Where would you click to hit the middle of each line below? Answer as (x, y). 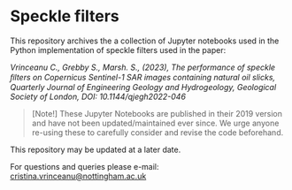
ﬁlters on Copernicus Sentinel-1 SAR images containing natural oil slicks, (143, 77)
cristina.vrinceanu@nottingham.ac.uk (78, 176)
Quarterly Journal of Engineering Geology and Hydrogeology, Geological (143, 87)
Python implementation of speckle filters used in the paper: (118, 49)
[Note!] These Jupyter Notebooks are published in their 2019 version (157, 113)
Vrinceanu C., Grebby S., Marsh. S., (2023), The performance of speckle (143, 67)
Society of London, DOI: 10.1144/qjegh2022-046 (98, 96)
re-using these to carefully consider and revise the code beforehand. (158, 132)
